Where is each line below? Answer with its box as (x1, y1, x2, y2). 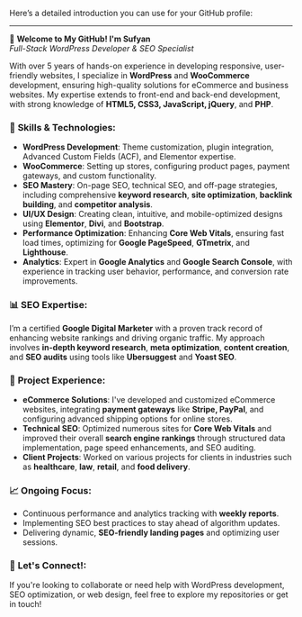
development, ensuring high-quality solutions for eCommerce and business (9, 80, 289, 90)
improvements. (22, 276, 78, 286)
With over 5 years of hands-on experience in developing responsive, (9, 60, 263, 71)
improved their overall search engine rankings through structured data (22, 432, 286, 443)
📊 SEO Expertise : (9, 299, 88, 312)
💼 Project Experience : (9, 374, 106, 386)
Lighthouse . (22, 247, 69, 258)
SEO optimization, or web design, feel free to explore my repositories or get (9, 589, 289, 600)
